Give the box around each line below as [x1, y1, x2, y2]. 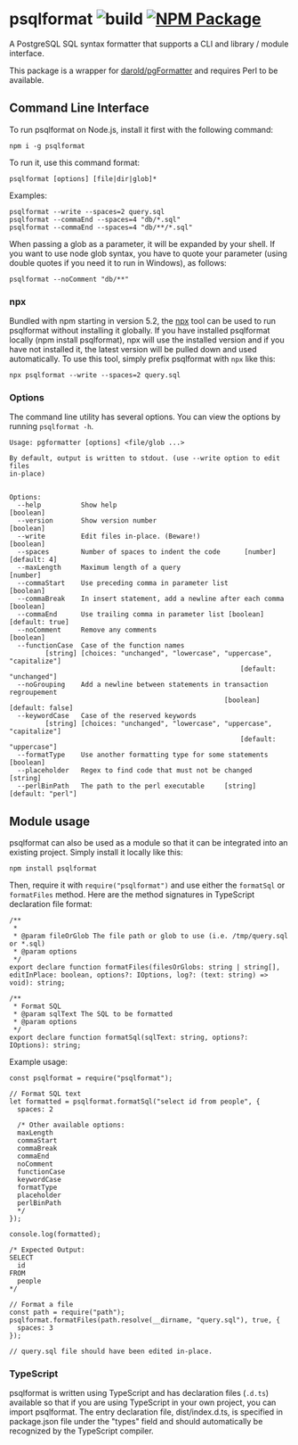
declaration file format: [9, 899, 93, 910]
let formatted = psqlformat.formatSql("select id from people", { [9, 1097, 261, 1106]
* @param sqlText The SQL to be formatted [12, 1010, 173, 1019]
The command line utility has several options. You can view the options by [9, 411, 281, 423]
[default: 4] [9, 556, 58, 565]
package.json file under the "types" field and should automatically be [9, 1416, 263, 1427]
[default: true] [9, 618, 69, 627]
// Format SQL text [9, 1089, 82, 1099]
